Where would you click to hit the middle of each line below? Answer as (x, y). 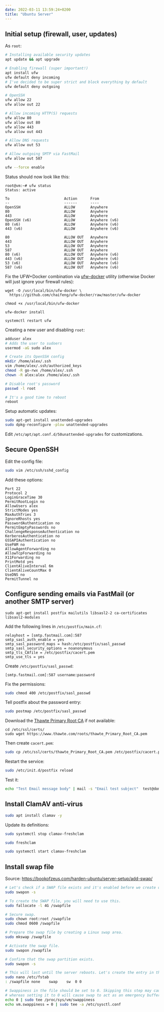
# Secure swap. (20, 914)
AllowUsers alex (21, 506)
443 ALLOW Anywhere (57, 216)
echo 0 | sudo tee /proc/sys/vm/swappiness (50, 1000)
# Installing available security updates (48, 55)
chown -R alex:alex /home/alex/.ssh (42, 375)
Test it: (12, 780)
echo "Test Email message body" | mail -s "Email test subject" (72, 789)
